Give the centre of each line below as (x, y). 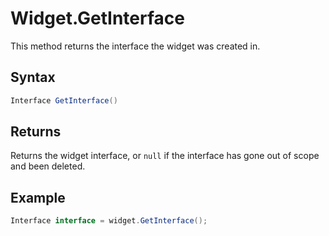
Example (38, 197)
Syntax (33, 77)
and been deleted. (48, 166)
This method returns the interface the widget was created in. (135, 46)
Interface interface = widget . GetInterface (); (109, 221)
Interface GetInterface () (64, 100)
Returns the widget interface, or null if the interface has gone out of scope (165, 156)
